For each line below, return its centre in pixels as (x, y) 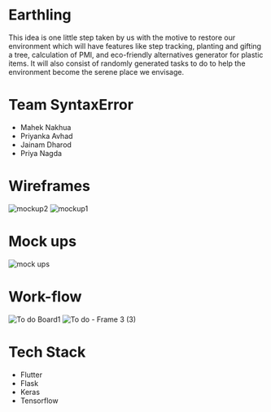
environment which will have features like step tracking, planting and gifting (135, 46)
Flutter (31, 375)
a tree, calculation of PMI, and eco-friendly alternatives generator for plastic (136, 54)
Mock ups (43, 241)
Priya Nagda (41, 153)
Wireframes (50, 186)
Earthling (40, 15)
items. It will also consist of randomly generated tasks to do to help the (127, 63)
